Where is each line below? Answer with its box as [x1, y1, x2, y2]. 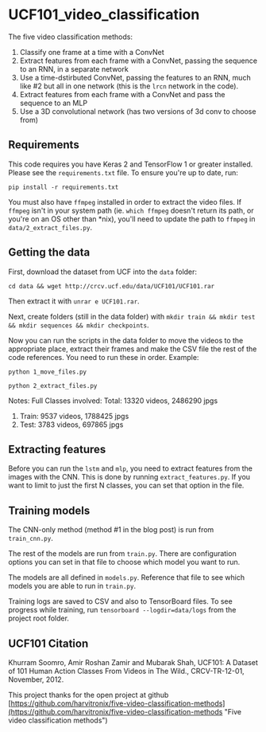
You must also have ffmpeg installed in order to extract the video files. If [8, 197, 242, 206]
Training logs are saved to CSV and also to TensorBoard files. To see [8, 597, 233, 606]
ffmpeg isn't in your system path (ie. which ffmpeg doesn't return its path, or [8, 206, 254, 215]
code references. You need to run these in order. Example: [8, 352, 199, 362]
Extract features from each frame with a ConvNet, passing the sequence [19, 56, 258, 65]
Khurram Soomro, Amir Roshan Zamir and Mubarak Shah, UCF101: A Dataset [8, 658, 258, 667]
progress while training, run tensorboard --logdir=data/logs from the [8, 605, 237, 615]
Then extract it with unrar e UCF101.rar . [8, 296, 141, 306]
